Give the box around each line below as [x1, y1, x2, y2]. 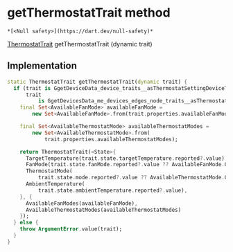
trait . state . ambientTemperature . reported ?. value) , [37, 187, 188, 194]
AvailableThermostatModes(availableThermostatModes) [25, 206, 182, 213]
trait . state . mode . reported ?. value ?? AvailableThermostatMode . [37, 174, 225, 181]
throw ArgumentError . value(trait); [19, 226, 123, 233]
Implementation [7, 60, 78, 72]
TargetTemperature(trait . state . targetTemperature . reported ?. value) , [25, 154, 228, 162]
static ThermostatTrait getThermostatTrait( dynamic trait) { [7, 78, 188, 85]
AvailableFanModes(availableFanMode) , [25, 199, 138, 207]
